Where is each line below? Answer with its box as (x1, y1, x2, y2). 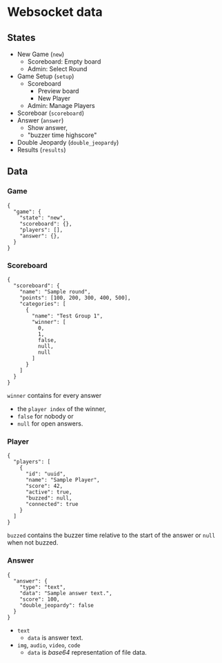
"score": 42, (25, 482, 63, 490)
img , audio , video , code (17, 641, 81, 649)
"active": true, (25, 489, 72, 496)
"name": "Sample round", (19, 288, 91, 295)
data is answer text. (27, 633, 83, 642)
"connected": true (25, 501, 79, 508)
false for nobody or (17, 412, 74, 420)
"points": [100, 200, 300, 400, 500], (19, 294, 131, 301)
